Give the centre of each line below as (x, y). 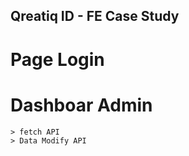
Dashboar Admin (81, 105)
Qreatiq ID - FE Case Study (95, 16)
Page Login (57, 59)
